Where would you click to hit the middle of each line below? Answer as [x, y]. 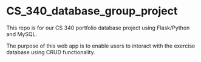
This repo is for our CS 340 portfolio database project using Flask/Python [98, 28]
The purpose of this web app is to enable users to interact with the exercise [101, 46]
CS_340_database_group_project [92, 11]
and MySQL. [22, 34]
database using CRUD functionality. [51, 52]
